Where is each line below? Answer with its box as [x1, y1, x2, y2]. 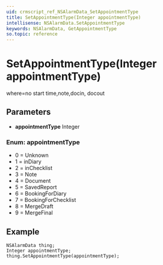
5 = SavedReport [14, 184, 57, 191]
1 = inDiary [14, 158, 42, 165]
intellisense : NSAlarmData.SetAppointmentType [6, 20, 125, 26]
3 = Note [14, 171, 37, 178]
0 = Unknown [14, 151, 49, 159]
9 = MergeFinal [14, 209, 53, 216]
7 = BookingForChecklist [14, 196, 76, 204]
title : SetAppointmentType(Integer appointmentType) [6, 14, 141, 20]
